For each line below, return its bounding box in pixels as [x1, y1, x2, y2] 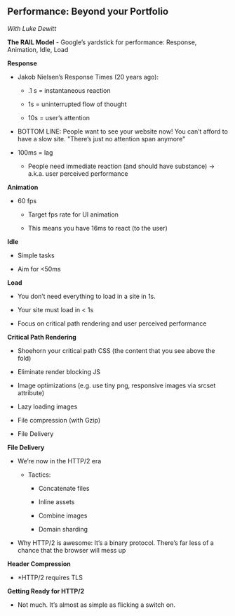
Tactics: [27, 470, 51, 479]
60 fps [17, 196, 37, 205]
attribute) [17, 388, 45, 397]
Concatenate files [38, 484, 90, 492]
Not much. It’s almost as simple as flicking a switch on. [17, 601, 176, 609]
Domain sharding [38, 525, 88, 533]
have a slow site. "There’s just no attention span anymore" [17, 134, 186, 143]
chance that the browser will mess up [17, 546, 126, 554]
